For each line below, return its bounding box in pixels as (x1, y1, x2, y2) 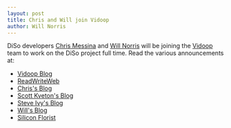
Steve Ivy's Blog (17, 99, 63, 107)
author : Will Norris (7, 23, 67, 30)
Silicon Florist (17, 114, 57, 122)
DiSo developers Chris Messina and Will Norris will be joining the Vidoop (7, 42, 213, 50)
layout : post (7, 10, 45, 17)
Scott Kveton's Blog (17, 92, 74, 100)
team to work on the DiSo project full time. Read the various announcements (7, 49, 224, 57)
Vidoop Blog (17, 70, 53, 78)
